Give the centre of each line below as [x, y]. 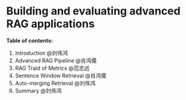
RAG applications [50, 24]
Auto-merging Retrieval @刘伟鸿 [55, 83]
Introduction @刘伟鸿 [41, 53]
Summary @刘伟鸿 [38, 90]
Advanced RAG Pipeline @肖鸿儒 [56, 60]
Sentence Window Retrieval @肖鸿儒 [61, 75]
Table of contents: [30, 40]
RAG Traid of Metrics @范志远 [52, 68]
